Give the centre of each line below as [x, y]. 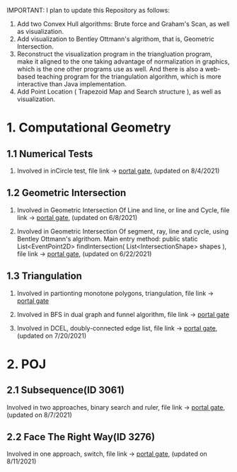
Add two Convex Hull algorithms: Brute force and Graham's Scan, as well [123, 24]
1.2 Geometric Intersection [67, 193]
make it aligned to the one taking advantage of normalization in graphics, [123, 62]
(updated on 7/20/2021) [51, 335]
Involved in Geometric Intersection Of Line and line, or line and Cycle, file [123, 210]
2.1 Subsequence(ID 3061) [66, 390]
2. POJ [27, 364]
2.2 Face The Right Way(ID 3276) [81, 437]
